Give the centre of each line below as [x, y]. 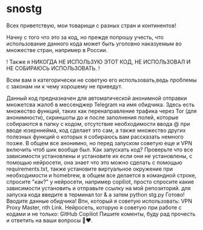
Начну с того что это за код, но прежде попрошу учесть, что [85, 37]
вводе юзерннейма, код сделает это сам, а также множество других [96, 130]
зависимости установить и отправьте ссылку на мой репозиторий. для [98, 188]
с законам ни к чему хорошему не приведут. [65, 86]
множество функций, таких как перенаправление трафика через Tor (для [101, 111]
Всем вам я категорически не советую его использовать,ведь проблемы [101, 80]
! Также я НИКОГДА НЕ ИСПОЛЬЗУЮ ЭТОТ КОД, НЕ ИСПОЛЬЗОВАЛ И [98, 62]
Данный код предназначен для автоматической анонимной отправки [97, 98]
